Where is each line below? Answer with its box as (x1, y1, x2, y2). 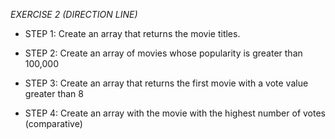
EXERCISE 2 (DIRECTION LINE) (10, 9, 138, 20)
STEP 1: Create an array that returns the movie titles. (24, 28, 241, 39)
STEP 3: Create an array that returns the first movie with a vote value (24, 77, 309, 89)
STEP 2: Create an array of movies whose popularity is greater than (24, 47, 303, 59)
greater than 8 (24, 88, 84, 99)
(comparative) (24, 118, 83, 129)
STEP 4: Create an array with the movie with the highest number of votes (24, 107, 326, 119)
